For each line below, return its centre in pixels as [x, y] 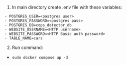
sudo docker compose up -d [40, 57]
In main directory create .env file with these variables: [67, 7]
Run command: [27, 47]
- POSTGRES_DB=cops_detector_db [38, 25]
